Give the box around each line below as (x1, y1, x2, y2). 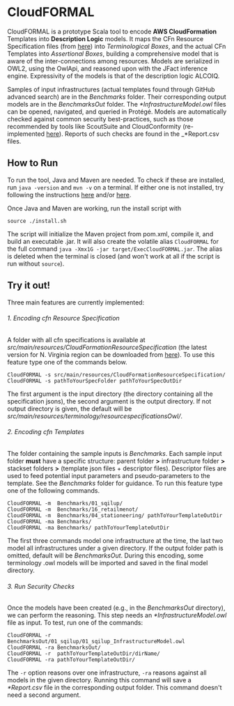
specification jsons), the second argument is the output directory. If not (7, 397, 212, 405)
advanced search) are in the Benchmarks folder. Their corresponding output (7, 92, 226, 101)
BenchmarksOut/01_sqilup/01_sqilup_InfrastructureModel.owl (7, 638, 186, 645)
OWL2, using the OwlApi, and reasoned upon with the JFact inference (7, 64, 208, 72)
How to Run (7, 158, 58, 169)
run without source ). (7, 259, 65, 268)
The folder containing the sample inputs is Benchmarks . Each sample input (7, 449, 222, 457)
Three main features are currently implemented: (7, 298, 145, 307)
